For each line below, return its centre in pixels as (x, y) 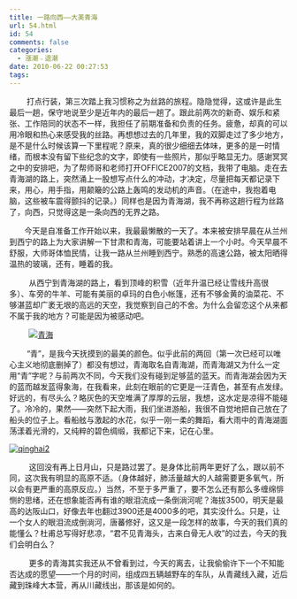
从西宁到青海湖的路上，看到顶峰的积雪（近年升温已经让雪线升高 (145, 282)
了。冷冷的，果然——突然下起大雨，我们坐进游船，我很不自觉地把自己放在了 (148, 409)
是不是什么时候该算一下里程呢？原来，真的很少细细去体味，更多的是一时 (141, 145)
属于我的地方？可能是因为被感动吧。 (82, 316)
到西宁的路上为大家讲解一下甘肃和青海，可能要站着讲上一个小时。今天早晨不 (148, 242)
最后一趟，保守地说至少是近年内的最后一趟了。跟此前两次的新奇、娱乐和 (141, 112)
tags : (19, 75)
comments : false (39, 42)
